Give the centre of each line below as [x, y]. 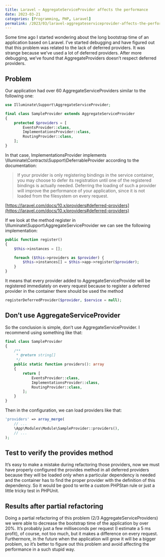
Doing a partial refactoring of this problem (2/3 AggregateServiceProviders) [82, 518]
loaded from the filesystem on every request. [63, 196]
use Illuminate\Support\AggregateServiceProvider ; [58, 105]
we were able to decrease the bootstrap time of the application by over [77, 523]
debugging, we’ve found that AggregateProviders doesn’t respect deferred [81, 58]
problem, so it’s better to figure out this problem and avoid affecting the [77, 544]
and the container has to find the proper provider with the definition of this [80, 480]
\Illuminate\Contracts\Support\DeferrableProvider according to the [72, 160]
